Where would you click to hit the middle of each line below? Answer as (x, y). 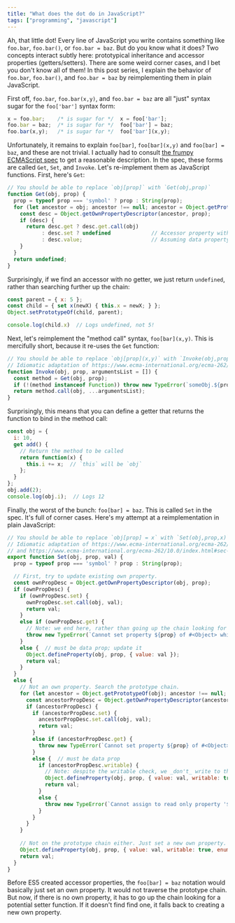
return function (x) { (51, 457)
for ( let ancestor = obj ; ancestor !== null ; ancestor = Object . (111, 207)
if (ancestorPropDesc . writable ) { (88, 765)
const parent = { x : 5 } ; (45, 299)
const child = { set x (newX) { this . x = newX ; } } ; (84, 306)
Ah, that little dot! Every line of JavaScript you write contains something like (116, 40)
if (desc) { (37, 220)
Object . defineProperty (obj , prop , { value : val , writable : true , (117, 849)
